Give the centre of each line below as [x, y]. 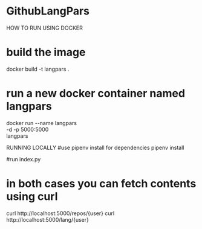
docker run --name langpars [42, 123]
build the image [46, 52]
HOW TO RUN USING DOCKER [44, 28]
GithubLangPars [48, 11]
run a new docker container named [96, 93]
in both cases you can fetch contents [101, 184]
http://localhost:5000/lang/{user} [48, 219]
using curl [32, 196]
